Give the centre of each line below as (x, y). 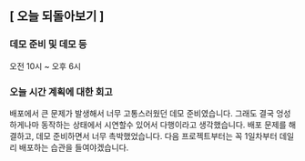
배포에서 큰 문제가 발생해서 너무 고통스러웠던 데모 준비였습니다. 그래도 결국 (142, 113)
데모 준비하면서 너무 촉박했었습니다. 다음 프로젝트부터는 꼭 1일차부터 (157, 136)
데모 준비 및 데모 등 (48, 45)
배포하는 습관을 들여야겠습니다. (74, 147)
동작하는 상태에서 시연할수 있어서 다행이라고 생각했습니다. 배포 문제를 (163, 125)
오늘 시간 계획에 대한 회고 (61, 92)
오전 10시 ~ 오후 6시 (46, 65)
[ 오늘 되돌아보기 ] (57, 16)
